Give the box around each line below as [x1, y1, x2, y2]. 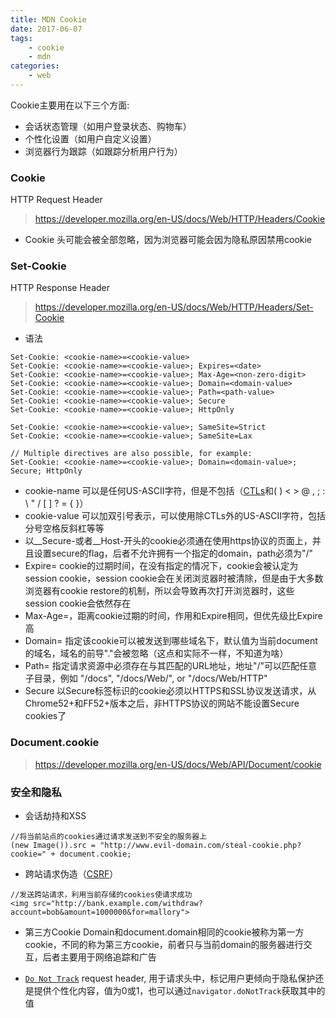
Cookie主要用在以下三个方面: [10, 99, 130, 111]
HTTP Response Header [10, 282, 111, 294]
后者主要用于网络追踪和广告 [42, 951, 157, 963]
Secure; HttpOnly [10, 466, 83, 476]
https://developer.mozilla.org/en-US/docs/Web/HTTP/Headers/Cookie [34, 213, 326, 225]
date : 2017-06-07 [10, 24, 83, 34]
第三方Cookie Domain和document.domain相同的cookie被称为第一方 [24, 926, 305, 938]
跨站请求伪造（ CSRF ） [24, 868, 119, 880]
